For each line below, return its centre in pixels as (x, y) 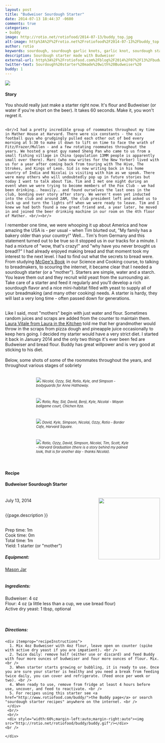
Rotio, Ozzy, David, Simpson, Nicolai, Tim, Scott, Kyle (85, 443)
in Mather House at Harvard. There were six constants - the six (73, 134)
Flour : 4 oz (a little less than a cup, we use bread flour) (60, 603)
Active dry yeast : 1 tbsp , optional (38, 609)
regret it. (14, 116)
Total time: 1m (19, 540)
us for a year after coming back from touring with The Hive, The (74, 164)
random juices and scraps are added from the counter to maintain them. (78, 319)
